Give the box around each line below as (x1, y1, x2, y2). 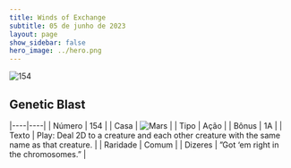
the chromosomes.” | (9, 148, 87, 159)
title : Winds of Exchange (9, 13, 106, 22)
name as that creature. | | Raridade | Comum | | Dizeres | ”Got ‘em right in (9, 139, 279, 150)
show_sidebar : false (9, 38, 87, 47)
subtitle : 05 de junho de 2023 (9, 21, 126, 30)
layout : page (9, 29, 58, 38)
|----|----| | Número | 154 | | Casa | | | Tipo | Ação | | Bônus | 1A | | (9, 120, 283, 130)
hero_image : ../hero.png (9, 46, 102, 55)
